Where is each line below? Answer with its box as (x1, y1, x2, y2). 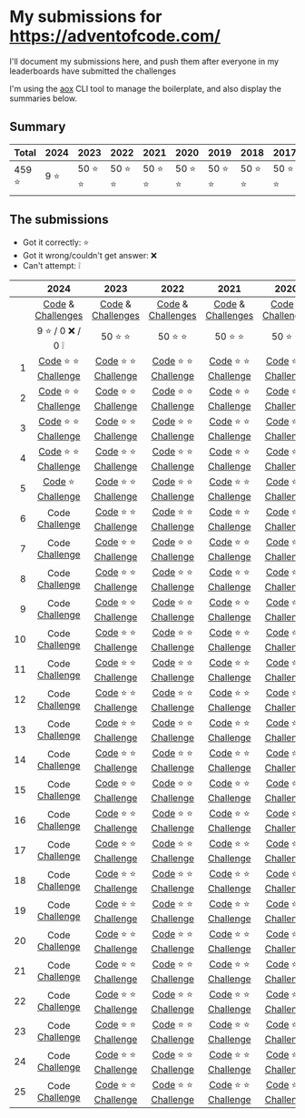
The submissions (9, 212, 109, 228)
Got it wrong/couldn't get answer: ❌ (22, 249, 157, 260)
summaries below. (9, 93, 78, 104)
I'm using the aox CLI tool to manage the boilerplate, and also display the (9, 83, 281, 94)
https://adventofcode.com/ (9, 25, 221, 46)
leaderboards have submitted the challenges (9, 66, 177, 76)
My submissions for (9, 6, 162, 27)
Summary (9, 119, 66, 135)
